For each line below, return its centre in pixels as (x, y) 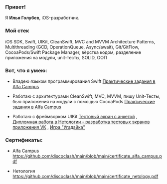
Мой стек (17, 31)
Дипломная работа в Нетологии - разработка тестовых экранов (81, 122)
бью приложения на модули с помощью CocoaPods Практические (84, 101)
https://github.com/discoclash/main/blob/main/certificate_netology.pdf (85, 177)
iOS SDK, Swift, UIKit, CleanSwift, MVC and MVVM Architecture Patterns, (80, 41)
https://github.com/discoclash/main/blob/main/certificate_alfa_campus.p (87, 156)
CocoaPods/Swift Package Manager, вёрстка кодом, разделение (73, 52)
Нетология (24, 171)
